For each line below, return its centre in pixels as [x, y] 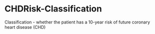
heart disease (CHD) [25, 27]
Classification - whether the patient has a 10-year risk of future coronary [77, 22]
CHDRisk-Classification [53, 9]
